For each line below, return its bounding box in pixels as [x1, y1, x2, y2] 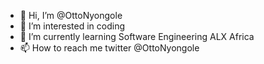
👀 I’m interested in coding [19, 20, 126, 32]
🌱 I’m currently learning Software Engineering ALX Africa [19, 31, 255, 42]
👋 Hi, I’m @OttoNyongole [19, 10, 123, 21]
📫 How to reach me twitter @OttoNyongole [19, 42, 200, 54]
